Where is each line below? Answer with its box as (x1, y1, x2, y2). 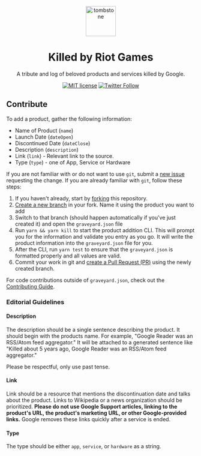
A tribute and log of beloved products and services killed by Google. (16, 70, 185, 77)
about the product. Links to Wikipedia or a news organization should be (6, 397, 183, 404)
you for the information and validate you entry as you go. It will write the (14, 233, 193, 240)
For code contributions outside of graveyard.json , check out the (6, 276, 165, 284)
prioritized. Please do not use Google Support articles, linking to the (6, 403, 178, 410)
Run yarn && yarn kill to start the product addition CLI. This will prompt (14, 226, 195, 233)
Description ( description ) (14, 146, 79, 153)
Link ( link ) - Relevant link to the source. (14, 152, 114, 160)
